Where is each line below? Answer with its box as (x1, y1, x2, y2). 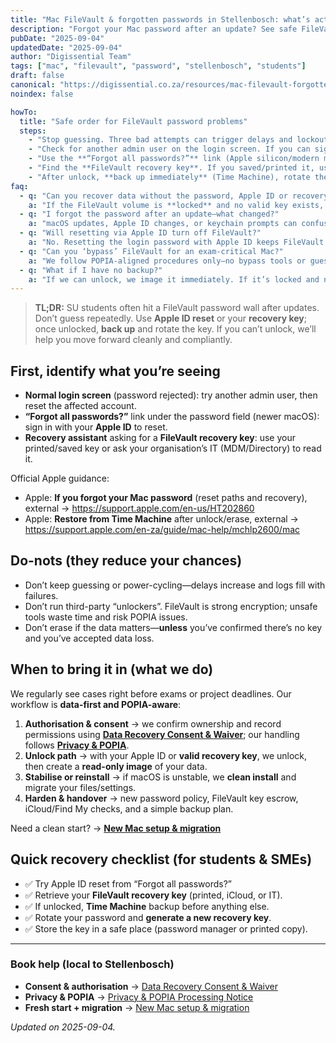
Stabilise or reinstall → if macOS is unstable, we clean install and (24, 771, 297, 783)
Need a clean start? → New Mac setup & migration (10, 822, 222, 834)
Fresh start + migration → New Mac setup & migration (24, 1001, 250, 1013)
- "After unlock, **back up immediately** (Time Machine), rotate (28, 172, 311, 182)
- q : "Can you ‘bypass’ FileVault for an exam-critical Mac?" (19, 246, 284, 256)
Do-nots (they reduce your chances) (10, 552, 243, 570)
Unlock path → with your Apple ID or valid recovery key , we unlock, (24, 749, 308, 761)
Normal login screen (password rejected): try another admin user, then (24, 389, 318, 401)
